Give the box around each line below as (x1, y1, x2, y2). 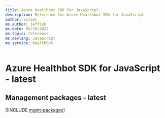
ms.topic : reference (5, 31, 49, 36)
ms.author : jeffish (5, 21, 47, 27)
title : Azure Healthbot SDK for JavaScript (5, 7, 99, 13)
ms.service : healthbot (5, 41, 53, 46)
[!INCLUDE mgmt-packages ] (5, 107, 65, 113)
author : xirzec (5, 17, 38, 22)
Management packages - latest (5, 94, 107, 102)
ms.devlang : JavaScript (5, 36, 56, 41)
